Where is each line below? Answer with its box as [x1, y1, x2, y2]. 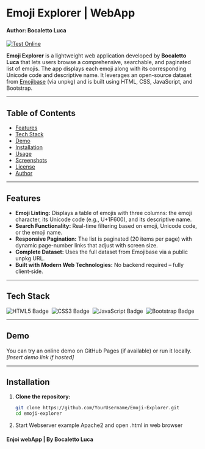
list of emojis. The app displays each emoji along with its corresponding [6, 65, 187, 73]
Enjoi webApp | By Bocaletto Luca [6, 436, 93, 443]
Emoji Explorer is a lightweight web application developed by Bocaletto [6, 52, 187, 59]
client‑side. [15, 268, 44, 275]
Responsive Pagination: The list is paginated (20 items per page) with [15, 235, 192, 243]
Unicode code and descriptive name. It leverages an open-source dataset [6, 71, 192, 79]
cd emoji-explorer [15, 411, 62, 417]
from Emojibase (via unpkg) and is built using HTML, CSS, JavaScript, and [6, 78, 193, 86]
